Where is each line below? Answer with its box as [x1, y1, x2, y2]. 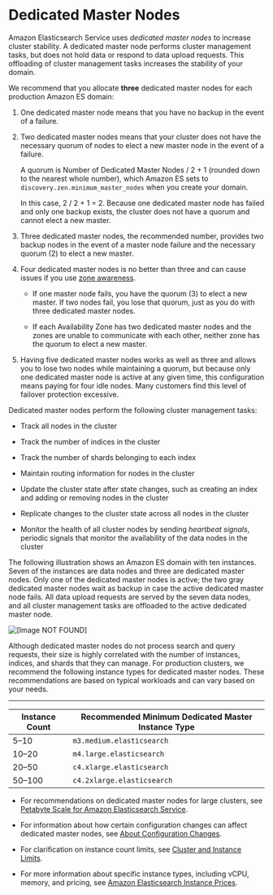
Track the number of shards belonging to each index [19, 452, 197, 462]
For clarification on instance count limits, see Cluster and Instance [19, 845, 242, 854]
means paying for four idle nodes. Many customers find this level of [19, 380, 247, 390]
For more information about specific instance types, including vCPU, [19, 869, 249, 879]
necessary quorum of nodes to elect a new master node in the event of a [19, 140, 264, 150]
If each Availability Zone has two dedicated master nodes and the [32, 322, 252, 331]
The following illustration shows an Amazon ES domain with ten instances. [8, 557, 257, 567]
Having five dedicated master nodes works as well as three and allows [19, 354, 257, 364]
